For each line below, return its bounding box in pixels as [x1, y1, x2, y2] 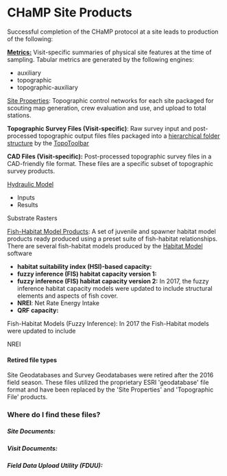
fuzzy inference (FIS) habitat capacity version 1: [16, 270, 157, 278]
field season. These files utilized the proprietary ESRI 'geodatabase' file [7, 379, 209, 387]
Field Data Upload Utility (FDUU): [7, 462, 103, 470]
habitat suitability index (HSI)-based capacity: [16, 262, 152, 270]
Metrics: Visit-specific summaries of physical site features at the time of [7, 48, 212, 56]
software [7, 249, 32, 257]
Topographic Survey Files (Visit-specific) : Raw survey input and [7, 124, 192, 132]
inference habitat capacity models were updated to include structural [16, 284, 213, 292]
